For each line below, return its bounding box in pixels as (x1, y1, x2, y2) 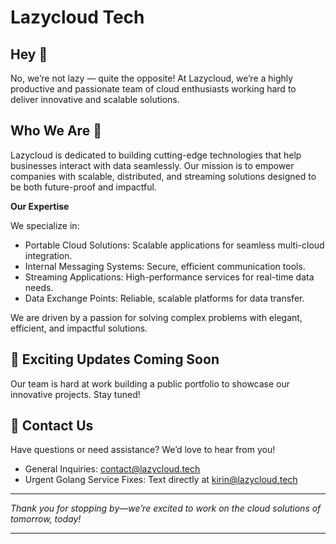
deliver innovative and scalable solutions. (10, 94, 180, 105)
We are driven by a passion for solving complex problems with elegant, (10, 311, 303, 323)
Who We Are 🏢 (10, 122, 102, 140)
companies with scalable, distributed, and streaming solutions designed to (10, 170, 317, 182)
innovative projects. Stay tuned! (10, 388, 141, 400)
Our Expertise (10, 200, 70, 212)
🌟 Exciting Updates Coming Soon (10, 351, 220, 368)
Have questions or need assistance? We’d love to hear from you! (10, 444, 276, 456)
